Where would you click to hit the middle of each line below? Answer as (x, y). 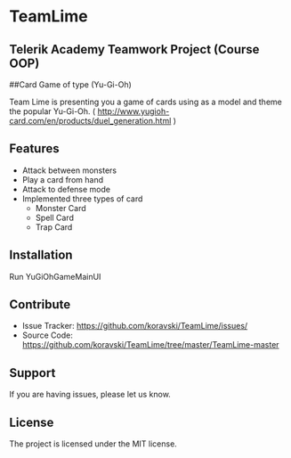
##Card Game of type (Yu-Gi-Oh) (70, 85)
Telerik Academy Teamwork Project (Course (134, 49)
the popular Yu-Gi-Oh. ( (53, 111)
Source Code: (47, 335)
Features (34, 149)
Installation (41, 255)
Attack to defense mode (66, 189)
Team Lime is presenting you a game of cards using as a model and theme (145, 102)
